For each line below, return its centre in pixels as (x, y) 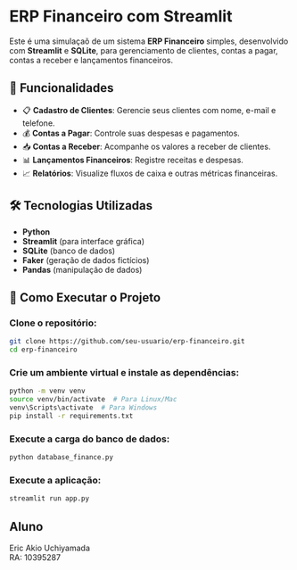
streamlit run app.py (49, 499)
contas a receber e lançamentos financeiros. (91, 60)
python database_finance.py (62, 458)
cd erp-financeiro (43, 350)
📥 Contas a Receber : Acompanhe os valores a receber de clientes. (146, 146)
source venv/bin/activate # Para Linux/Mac (93, 400)
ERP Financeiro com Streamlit (121, 17)
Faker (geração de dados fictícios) (86, 260)
